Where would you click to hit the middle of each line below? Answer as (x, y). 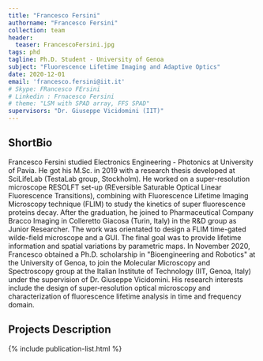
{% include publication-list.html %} (65, 348)
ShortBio (30, 143)
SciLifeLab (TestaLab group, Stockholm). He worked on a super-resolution (129, 179)
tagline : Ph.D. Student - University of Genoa (86, 60)
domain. (21, 304)
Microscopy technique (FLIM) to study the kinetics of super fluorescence (127, 204)
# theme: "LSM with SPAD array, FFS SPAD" (79, 103)
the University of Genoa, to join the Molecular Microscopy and (109, 262)
